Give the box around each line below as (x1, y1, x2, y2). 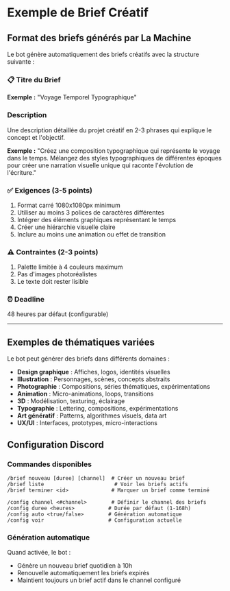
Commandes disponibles (7, 459, 92, 469)
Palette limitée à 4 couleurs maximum (16, 263, 123, 272)
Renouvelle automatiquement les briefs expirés (16, 569, 150, 577)
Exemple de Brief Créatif (7, 5, 149, 21)
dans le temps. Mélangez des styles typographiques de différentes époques (7, 154, 222, 162)
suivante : (7, 58, 35, 66)
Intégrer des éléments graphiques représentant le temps (16, 215, 177, 224)
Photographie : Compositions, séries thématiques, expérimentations (16, 383, 211, 391)
